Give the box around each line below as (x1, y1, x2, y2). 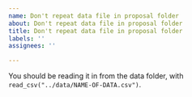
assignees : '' (8, 42, 57, 50)
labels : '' (8, 34, 45, 43)
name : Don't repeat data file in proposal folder (8, 11, 180, 20)
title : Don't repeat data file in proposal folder (8, 27, 183, 35)
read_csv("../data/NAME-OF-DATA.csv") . (8, 80, 142, 90)
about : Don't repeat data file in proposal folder (8, 19, 183, 27)
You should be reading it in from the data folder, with (8, 71, 184, 81)
